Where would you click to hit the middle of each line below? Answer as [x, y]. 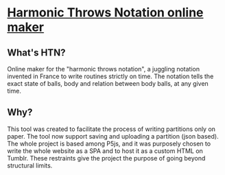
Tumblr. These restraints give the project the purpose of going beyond [106, 158]
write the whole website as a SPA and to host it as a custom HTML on [105, 151]
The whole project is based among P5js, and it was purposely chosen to [109, 143]
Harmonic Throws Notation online [105, 13]
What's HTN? [36, 52]
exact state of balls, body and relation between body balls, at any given [108, 83]
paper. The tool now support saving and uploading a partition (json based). [113, 136]
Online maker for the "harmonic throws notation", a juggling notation [104, 69]
